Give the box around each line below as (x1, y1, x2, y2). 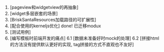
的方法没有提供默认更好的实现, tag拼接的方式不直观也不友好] (9, 42, 134, 47)
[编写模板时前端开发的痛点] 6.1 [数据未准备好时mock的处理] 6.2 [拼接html (9, 35, 160, 41)
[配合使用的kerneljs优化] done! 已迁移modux (9, 23, 101, 29)
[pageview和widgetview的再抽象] (9, 4, 79, 10)
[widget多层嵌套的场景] (9, 10, 58, 16)
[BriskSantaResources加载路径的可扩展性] (9, 17, 96, 22)
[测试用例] (9, 29, 31, 35)
